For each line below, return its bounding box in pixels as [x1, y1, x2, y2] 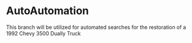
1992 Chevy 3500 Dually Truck [6, 29, 81, 37]
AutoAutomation [6, 4, 90, 18]
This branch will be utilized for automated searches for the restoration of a [6, 24, 187, 31]
